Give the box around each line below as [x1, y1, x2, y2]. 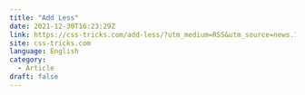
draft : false [9, 72, 59, 81]
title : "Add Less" [9, 13, 79, 23]
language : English [9, 47, 79, 56]
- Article [17, 64, 54, 73]
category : [9, 55, 47, 64]
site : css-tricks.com [9, 38, 92, 48]
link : [9, 30, 30, 39]
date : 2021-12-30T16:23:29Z [9, 22, 116, 31]
